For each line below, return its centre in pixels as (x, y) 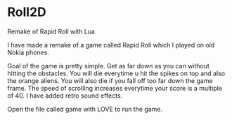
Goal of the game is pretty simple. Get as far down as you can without (108, 66)
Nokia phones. (28, 52)
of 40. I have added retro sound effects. (65, 96)
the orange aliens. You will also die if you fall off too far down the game (110, 80)
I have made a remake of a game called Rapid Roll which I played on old (111, 45)
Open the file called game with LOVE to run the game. (85, 109)
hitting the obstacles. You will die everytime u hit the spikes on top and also (116, 73)
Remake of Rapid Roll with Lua (51, 31)
